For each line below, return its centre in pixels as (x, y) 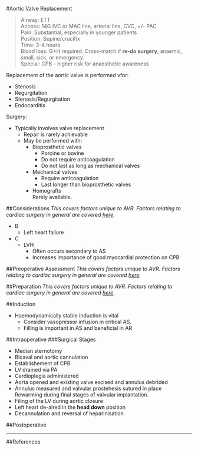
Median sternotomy (38, 351)
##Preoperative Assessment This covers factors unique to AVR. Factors (93, 269)
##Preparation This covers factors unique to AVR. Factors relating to (89, 286)
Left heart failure (44, 232)
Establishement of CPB (42, 363)
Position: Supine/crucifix (50, 39)
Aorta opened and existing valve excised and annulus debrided (91, 382)
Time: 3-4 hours (40, 45)
